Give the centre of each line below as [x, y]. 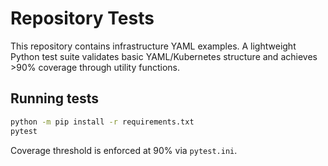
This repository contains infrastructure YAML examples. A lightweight [153, 46]
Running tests [55, 98]
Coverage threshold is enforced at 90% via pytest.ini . [124, 150]
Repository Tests [82, 18]
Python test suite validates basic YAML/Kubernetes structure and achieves [164, 56]
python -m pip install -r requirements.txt [102, 122]
